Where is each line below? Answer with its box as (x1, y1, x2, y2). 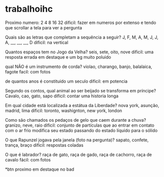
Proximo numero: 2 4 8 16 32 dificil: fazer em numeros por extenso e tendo (5, 20, 157, 25)
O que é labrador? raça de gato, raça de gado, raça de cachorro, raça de (5, 152, 152, 157)
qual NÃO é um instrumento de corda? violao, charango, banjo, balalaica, (5, 64, 153, 69)
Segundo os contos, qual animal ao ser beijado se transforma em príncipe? (5, 88, 156, 93)
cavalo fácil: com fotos (5, 156, 51, 162)
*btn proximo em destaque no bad (5, 166, 74, 172)
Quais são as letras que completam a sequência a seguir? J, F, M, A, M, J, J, (5, 34, 159, 40)
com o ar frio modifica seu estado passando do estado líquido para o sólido (5, 127, 158, 133)
